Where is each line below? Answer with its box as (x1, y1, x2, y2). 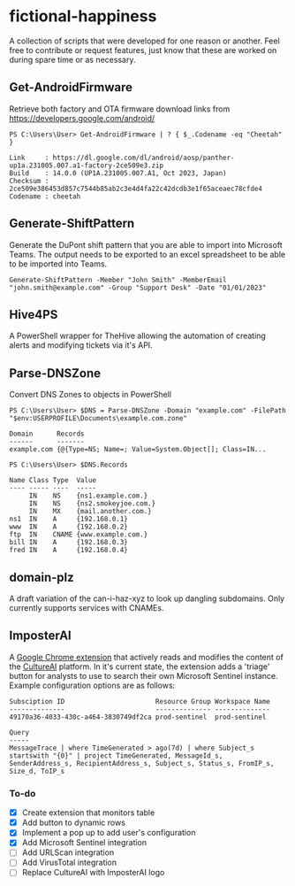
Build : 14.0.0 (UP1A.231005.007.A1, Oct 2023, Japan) (9, 168, 227, 178)
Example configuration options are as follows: (9, 680, 176, 690)
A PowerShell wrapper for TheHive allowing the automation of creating (9, 330, 267, 342)
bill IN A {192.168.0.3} (9, 538, 128, 547)
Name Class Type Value (9, 476, 97, 485)
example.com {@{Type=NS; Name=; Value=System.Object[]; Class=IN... (9, 445, 267, 454)
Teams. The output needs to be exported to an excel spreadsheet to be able (9, 249, 285, 259)
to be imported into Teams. (9, 258, 108, 269)
